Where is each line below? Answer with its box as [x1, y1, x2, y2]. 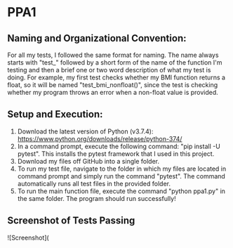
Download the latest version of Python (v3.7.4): [17, 127, 154, 136]
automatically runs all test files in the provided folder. [17, 179, 171, 188]
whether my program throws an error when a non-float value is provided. [7, 89, 219, 96]
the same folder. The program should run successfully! [17, 194, 177, 202]
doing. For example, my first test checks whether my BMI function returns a [7, 73, 226, 81]
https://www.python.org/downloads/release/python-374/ [17, 134, 182, 143]
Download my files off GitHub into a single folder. [17, 157, 160, 165]
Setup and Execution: [7, 108, 103, 120]
